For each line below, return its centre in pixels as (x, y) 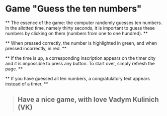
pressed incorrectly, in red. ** (36, 48)
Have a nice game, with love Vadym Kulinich (88, 100)
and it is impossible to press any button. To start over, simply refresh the (80, 63)
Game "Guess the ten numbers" (73, 9)
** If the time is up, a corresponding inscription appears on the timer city (80, 58)
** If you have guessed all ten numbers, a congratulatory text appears (77, 78)
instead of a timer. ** (27, 84)
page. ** (14, 69)
